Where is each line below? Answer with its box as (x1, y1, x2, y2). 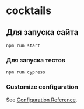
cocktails (6, 4, 51, 17)
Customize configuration (6, 83, 79, 91)
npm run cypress (6, 69, 45, 75)
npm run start (6, 43, 41, 48)
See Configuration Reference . (6, 96, 78, 103)
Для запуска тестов (6, 56, 65, 64)
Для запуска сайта (6, 27, 79, 37)
